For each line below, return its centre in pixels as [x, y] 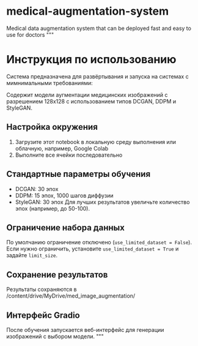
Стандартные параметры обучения [79, 174]
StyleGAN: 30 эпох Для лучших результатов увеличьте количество [102, 202]
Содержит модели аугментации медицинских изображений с [87, 95]
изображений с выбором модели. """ [55, 336]
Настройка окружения [52, 127]
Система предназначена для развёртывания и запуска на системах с [97, 76]
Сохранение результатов [57, 275]
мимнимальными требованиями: [50, 83]
